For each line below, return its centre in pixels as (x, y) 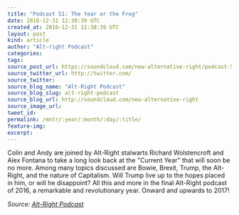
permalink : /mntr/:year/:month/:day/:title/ (74, 119)
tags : (15, 60)
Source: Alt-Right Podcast (46, 204)
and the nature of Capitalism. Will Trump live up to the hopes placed (126, 175)
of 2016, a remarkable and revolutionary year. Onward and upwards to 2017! (118, 191)
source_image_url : (34, 106)
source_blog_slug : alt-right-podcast (63, 93)
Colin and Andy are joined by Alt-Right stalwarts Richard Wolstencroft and (116, 153)
